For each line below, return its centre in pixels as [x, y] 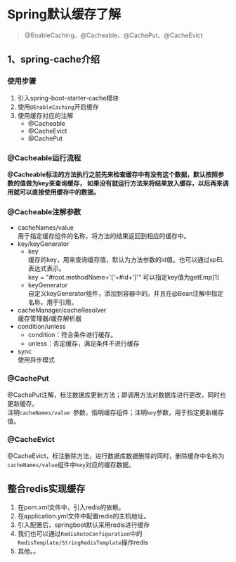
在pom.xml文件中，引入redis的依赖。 [71, 507]
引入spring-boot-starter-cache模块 [68, 98]
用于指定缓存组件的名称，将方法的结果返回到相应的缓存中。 [104, 236]
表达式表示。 [46, 268]
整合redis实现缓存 [46, 489]
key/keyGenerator [43, 244]
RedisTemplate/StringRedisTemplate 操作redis [83, 542]
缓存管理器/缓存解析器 [50, 319]
